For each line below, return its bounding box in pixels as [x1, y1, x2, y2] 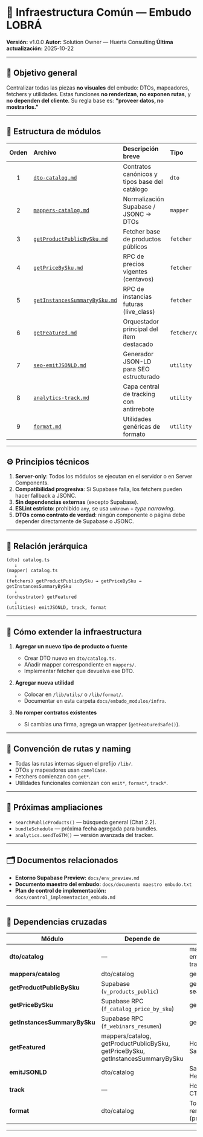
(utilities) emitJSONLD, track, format [6, 605, 107, 611]
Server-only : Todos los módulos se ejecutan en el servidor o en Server [14, 473, 193, 480]
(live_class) [123, 307, 155, 316]
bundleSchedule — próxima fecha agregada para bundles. [14, 825, 158, 832]
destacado [123, 340, 153, 348]
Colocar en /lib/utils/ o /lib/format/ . [24, 691, 123, 698]
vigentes [123, 267, 148, 276]
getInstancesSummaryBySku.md [33, 296, 118, 304]
